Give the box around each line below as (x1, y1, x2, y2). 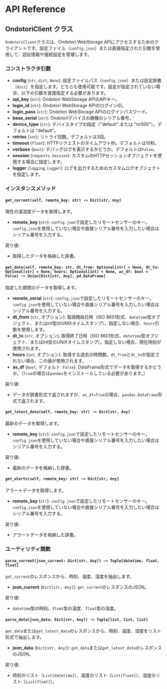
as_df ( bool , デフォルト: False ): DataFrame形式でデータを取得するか (12, 364, 153, 370)
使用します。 (21, 326, 47, 332)
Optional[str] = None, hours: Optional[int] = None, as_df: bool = (5, 269, 149, 274)
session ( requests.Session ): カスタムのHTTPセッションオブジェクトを (12, 153, 158, 159)
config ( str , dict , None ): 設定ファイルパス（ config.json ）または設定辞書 (12, 78, 162, 84)
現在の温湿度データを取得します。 (5, 209, 75, 215)
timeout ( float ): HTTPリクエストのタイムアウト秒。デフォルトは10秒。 (12, 140, 160, 146)
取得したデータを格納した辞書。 (12, 253, 78, 259)
